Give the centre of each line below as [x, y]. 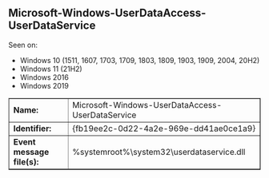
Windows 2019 [44, 85]
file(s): [26, 161]
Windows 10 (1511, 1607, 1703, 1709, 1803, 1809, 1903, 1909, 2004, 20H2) [140, 60]
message [31, 152]
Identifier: [32, 129]
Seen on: [23, 45]
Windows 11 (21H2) [51, 69]
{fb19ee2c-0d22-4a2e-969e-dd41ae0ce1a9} [164, 129]
